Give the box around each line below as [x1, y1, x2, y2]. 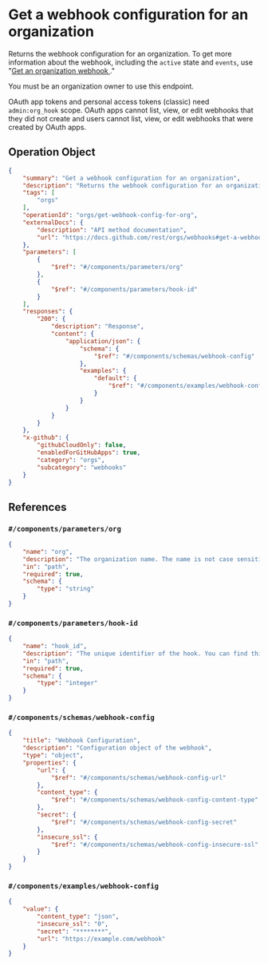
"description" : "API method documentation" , [37, 226, 187, 234]
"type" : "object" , [22, 752, 84, 760]
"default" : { [93, 374, 137, 382]
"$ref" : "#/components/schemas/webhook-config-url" [50, 773, 227, 781]
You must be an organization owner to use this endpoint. [8, 81, 194, 91]
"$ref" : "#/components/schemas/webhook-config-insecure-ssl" [50, 840, 259, 848]
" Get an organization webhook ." [8, 65, 116, 75]
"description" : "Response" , [50, 322, 145, 330]
